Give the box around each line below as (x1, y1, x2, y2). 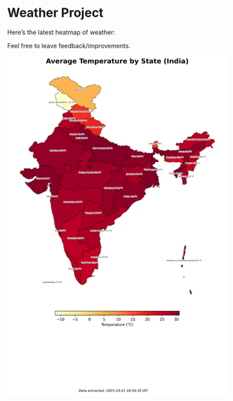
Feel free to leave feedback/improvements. (7, 41, 131, 50)
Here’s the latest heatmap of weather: (7, 28, 115, 36)
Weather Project (7, 5, 104, 21)
